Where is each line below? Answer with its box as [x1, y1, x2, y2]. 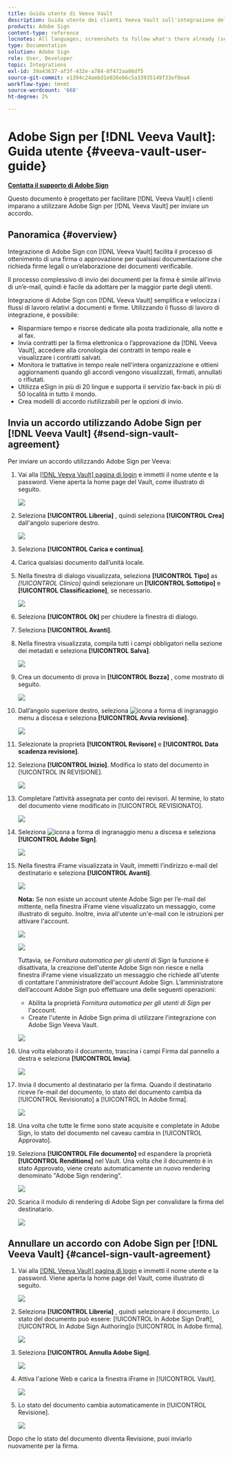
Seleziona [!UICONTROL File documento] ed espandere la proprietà [17, 1149, 212, 1157]
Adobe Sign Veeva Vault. [28, 1020, 98, 1029]
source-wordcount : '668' [8, 87, 79, 94]
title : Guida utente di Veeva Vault [8, 10, 113, 17]
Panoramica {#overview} [8, 229, 118, 241]
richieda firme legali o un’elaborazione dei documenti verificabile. [8, 262, 193, 270]
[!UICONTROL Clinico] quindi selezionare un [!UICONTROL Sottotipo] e [17, 579, 221, 587]
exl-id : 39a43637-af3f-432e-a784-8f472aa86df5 [8, 68, 144, 74]
